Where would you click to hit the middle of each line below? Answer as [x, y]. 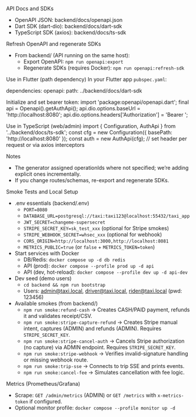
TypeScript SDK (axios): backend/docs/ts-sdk [70, 32]
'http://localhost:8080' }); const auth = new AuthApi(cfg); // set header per [97, 139]
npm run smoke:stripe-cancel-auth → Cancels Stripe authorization [104, 341]
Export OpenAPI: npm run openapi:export [73, 62]
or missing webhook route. [56, 360]
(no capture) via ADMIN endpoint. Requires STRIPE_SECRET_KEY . [99, 347]
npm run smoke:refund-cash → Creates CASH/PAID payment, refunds [107, 310]
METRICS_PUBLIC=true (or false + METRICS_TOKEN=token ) [89, 247]
